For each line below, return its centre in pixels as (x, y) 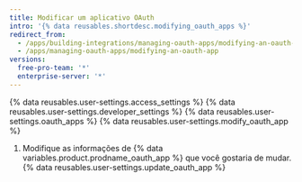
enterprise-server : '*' (62, 77)
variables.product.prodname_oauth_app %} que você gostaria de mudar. (157, 158)
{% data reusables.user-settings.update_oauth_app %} (124, 167)
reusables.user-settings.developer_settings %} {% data (112, 111)
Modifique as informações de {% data (93, 148)
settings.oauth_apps (47, 121)
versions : (28, 59)
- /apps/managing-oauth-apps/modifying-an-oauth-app (118, 51)
